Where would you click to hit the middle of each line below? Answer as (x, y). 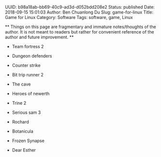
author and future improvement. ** (39, 37)
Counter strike (26, 65)
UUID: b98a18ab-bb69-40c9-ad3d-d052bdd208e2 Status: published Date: (80, 7)
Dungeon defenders (32, 56)
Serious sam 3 (26, 112)
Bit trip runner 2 (28, 75)
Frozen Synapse (28, 141)
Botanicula (23, 131)
